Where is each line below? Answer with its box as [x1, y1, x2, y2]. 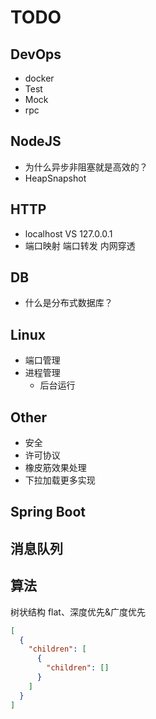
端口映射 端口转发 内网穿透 [24, 239, 136, 251]
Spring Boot [10, 504, 86, 521]
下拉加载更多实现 [24, 474, 96, 486]
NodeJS [10, 133, 62, 150]
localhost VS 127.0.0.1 [24, 227, 113, 240]
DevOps [10, 46, 62, 63]
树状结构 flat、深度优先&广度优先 [10, 606, 146, 618]
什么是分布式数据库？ [24, 297, 113, 309]
